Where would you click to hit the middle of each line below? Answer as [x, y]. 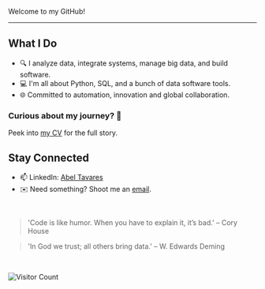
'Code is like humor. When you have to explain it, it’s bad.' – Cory [132, 222]
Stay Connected [49, 158]
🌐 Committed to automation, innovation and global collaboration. [125, 95]
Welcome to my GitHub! [47, 11]
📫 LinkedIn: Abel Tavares [62, 177]
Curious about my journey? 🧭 [65, 115]
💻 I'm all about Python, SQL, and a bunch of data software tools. [125, 83]
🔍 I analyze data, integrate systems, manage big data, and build [124, 63]
